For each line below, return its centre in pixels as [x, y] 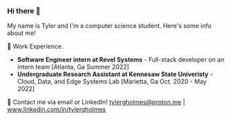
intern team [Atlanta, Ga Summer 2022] [73, 67]
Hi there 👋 [24, 11]
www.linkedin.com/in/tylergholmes [57, 110]
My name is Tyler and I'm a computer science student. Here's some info [109, 26]
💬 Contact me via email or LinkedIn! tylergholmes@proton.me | [96, 102]
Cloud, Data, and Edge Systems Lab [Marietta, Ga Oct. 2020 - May [112, 82]
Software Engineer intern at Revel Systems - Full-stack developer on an [121, 60]
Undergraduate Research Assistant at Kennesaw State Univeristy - [115, 74]
